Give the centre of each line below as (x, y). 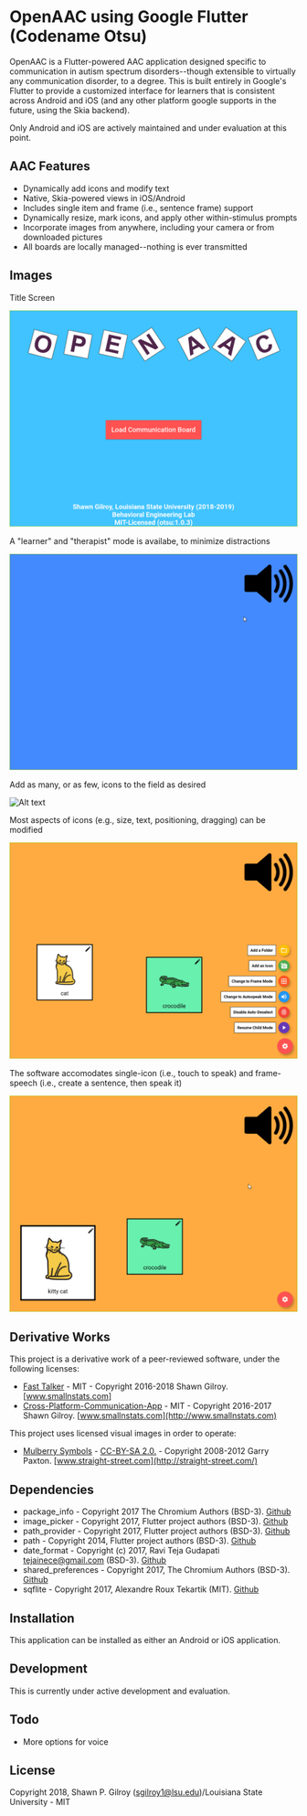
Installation (42, 1618)
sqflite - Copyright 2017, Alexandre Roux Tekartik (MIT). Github (141, 1589)
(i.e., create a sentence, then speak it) (111, 1083)
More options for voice (65, 1741)
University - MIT (40, 1802)
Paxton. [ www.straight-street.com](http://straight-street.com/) (140, 1461)
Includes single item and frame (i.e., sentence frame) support (138, 208)
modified (26, 829)
